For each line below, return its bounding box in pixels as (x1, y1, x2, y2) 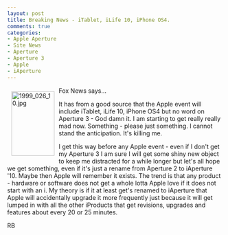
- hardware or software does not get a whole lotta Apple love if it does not (7, 179, 216, 187)
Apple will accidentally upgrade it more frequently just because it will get (7, 193, 213, 201)
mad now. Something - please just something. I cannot (58, 122, 213, 130)
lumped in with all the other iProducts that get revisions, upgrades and (7, 201, 206, 209)
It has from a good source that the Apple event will (58, 100, 202, 108)
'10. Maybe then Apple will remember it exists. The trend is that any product (7, 171, 221, 179)
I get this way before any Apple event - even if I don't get (58, 142, 220, 150)
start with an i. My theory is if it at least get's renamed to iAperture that (7, 186, 207, 194)
